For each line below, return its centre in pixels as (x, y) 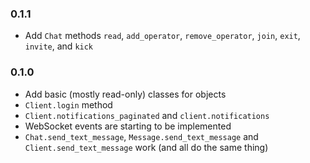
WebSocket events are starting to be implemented (128, 126)
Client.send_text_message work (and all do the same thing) (146, 147)
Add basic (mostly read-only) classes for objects (125, 94)
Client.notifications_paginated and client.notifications (147, 115)
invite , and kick (59, 46)
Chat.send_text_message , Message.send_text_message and (141, 136)
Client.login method (68, 104)
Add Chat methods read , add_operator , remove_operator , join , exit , (162, 36)
